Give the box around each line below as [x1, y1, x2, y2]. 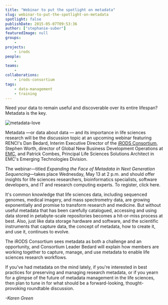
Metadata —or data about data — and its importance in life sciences [5, 130, 146, 136]
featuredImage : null [5, 31, 49, 36]
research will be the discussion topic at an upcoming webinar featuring [5, 135, 152, 141]
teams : [5, 63, 19, 68]
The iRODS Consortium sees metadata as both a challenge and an [5, 238, 142, 244]
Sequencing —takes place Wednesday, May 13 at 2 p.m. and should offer [5, 171, 155, 177]
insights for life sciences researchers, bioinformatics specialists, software [5, 176, 157, 183]
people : [5, 54, 22, 59]
